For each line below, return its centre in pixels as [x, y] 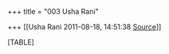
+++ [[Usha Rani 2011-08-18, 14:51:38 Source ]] [84, 27]
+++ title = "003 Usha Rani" [53, 12]
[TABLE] [21, 42]
